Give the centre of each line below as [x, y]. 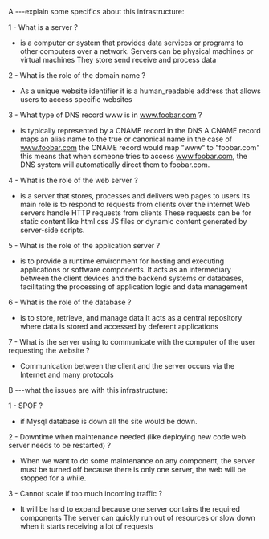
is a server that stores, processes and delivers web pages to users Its [135, 196]
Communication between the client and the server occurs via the [127, 366]
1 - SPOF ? [25, 406]
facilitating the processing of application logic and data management [133, 287]
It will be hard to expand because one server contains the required [130, 509]
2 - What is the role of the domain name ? [77, 75]
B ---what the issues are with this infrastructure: [88, 390]
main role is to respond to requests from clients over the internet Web [135, 204]
